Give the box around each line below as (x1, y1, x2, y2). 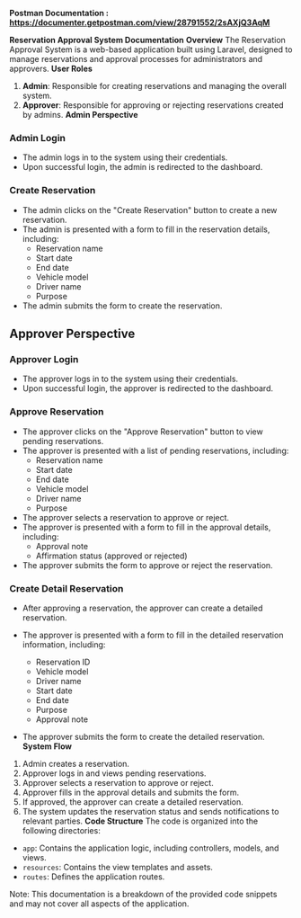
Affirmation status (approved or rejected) (35, 550, 188, 561)
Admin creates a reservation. (22, 758, 130, 769)
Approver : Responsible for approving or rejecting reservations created (22, 100, 285, 111)
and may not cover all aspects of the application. (9, 898, 190, 909)
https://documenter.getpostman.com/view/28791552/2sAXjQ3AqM (9, 17, 270, 28)
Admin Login (9, 131, 66, 144)
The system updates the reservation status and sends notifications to (22, 806, 279, 816)
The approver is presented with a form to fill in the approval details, (22, 521, 271, 532)
